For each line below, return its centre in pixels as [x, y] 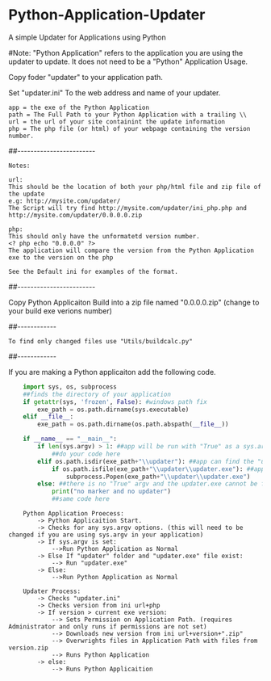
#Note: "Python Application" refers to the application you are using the [126, 53]
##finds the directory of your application [97, 394]
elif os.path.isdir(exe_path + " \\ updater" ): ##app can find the [146, 461]
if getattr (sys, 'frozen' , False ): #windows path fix [115, 401]
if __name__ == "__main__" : [70, 439]
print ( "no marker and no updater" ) [111, 492]
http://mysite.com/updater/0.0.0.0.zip [75, 215]
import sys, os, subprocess [70, 387]
